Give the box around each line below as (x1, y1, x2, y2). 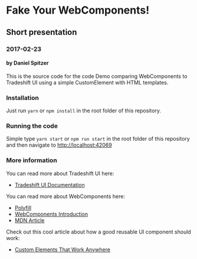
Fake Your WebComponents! (6, 4, 150, 17)
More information (6, 156, 57, 164)
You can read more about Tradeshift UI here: (6, 170, 114, 177)
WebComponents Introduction (14, 211, 88, 218)
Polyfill (14, 204, 31, 211)
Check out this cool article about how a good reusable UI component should (6, 228, 192, 235)
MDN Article (14, 216, 45, 224)
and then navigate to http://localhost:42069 (6, 141, 112, 148)
